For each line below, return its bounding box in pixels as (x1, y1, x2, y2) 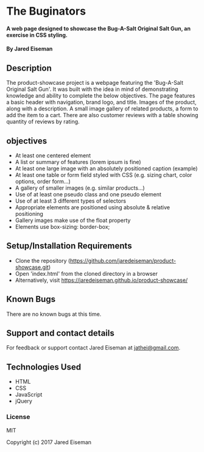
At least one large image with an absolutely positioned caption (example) (15, 165, 198, 172)
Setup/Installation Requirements (6, 241, 132, 251)
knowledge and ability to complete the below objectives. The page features (6, 92, 195, 99)
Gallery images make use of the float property (15, 217, 131, 224)
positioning (15, 210, 44, 217)
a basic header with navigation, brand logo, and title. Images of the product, (6, 99, 197, 106)
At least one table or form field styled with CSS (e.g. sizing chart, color (15, 171, 192, 178)
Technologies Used (6, 362, 81, 372)
